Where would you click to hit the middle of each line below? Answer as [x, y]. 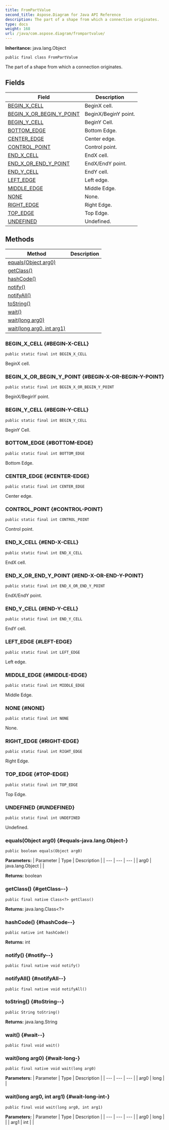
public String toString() [32, 1012]
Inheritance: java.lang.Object [36, 48]
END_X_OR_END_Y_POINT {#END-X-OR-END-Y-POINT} [74, 575]
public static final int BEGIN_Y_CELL [46, 420]
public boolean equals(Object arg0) [44, 851]
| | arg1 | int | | [20, 1122]
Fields [15, 83]
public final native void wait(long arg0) [51, 1069]
